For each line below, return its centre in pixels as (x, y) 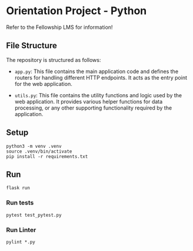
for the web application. (43, 84)
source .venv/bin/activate (39, 151)
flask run (18, 188)
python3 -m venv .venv (34, 146)
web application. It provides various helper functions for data (89, 101)
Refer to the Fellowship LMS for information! (59, 27)
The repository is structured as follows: (54, 60)
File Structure (31, 46)
